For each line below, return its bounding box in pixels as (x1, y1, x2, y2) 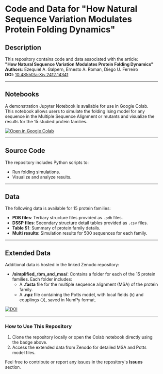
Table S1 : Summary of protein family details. (12, 225, 100, 231)
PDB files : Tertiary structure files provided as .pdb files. (12, 215, 123, 221)
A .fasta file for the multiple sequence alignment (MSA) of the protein (19, 281, 158, 287)
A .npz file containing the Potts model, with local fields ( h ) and (19, 292, 144, 298)
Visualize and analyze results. (12, 174, 72, 180)
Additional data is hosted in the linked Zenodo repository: (5, 262, 120, 268)
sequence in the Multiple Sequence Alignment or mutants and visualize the (5, 113, 155, 119)
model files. (12, 349, 36, 355)
